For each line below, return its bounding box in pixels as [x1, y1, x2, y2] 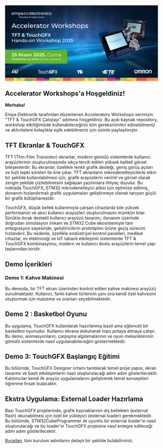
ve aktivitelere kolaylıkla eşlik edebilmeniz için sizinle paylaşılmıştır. [5, 127, 139, 133]
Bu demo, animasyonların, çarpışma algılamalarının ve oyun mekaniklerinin [5, 333, 154, 339]
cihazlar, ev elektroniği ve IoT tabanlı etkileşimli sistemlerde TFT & [5, 236, 137, 242]
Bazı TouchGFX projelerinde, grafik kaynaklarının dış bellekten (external [5, 408, 148, 414]
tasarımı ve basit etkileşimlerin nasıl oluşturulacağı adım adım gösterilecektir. [5, 370, 158, 376]
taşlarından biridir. [5, 246, 41, 252]
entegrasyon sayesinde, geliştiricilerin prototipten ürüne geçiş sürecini [5, 225, 146, 231]
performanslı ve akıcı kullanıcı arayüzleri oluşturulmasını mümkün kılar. [5, 210, 146, 216]
